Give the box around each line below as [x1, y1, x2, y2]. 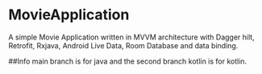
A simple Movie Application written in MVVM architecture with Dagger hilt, [8, 32, 256, 42]
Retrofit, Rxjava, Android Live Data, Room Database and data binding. [8, 40, 239, 50]
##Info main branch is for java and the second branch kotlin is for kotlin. [8, 56, 247, 66]
